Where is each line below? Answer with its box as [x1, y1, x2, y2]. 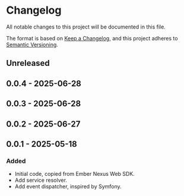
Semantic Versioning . [6, 41, 58, 48]
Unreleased [6, 58, 50, 68]
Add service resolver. [14, 176, 67, 184]
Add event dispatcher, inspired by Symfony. [14, 183, 122, 190]
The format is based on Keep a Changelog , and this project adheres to [6, 34, 178, 42]
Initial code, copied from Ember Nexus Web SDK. [14, 170, 135, 178]
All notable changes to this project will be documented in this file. [6, 23, 166, 30]
